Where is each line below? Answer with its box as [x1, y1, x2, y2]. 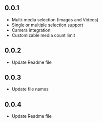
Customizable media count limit [11, 32, 75, 38]
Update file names [11, 86, 49, 92]
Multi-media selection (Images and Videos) [11, 17, 99, 22]
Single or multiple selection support [11, 22, 83, 28]
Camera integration [11, 27, 51, 33]
